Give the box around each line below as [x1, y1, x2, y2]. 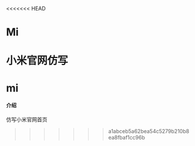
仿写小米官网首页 [6, 116, 48, 123]
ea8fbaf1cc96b [108, 134, 145, 141]
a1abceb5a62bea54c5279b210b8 [108, 127, 190, 134]
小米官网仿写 [6, 54, 69, 67]
